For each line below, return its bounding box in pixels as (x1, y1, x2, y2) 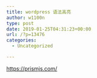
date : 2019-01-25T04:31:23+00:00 (6, 26, 92, 32)
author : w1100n (6, 15, 45, 21)
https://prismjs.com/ (6, 65, 58, 72)
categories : (6, 37, 37, 43)
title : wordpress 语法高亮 (6, 9, 71, 15)
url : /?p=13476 (6, 32, 45, 38)
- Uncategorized (12, 43, 53, 49)
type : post (6, 20, 34, 26)
